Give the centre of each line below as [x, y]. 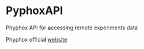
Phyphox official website [37, 39]
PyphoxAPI [34, 11]
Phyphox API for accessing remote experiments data [72, 28]
